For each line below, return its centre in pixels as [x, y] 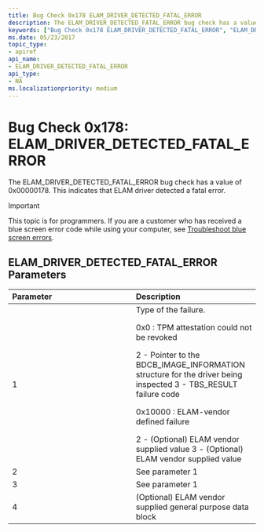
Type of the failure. [171, 310]
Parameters [37, 274]
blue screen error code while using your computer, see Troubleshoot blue [127, 229]
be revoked [157, 337]
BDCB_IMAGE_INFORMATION [191, 365]
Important [24, 206]
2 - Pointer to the [168, 355]
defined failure [163, 422]
